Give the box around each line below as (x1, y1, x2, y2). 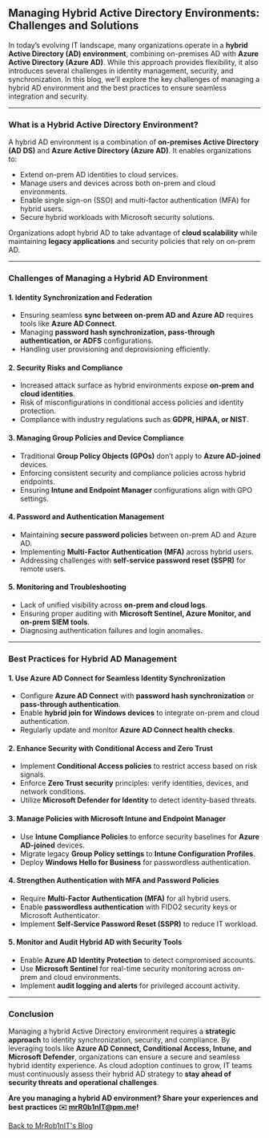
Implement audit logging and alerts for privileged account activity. (19, 981, 240, 990)
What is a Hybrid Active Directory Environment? (8, 119, 199, 130)
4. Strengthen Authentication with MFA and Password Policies (8, 876, 219, 885)
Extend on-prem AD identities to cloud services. (19, 170, 179, 180)
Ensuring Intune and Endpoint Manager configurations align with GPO (19, 485, 253, 494)
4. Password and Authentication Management (8, 512, 165, 522)
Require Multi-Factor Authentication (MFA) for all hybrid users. (19, 893, 231, 903)
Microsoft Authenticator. (19, 910, 100, 920)
